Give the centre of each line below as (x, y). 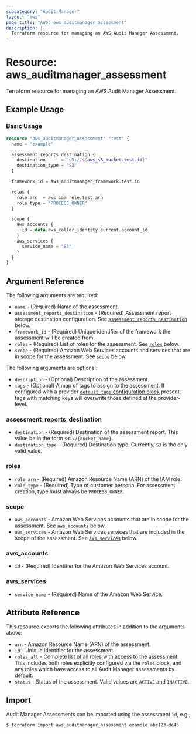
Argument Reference (45, 281)
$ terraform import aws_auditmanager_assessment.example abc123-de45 (93, 725)
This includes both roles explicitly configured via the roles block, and (98, 663)
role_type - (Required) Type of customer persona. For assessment (95, 485)
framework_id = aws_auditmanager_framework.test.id (76, 181)
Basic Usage (24, 126)
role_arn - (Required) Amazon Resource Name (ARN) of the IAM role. (98, 479)
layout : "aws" (23, 17)
